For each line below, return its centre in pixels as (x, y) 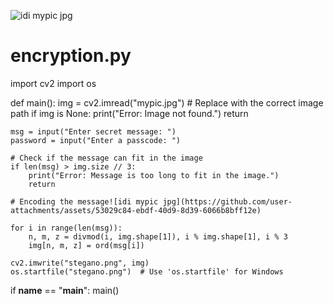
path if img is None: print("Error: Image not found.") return (129, 113)
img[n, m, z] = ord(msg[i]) (86, 245)
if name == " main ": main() (65, 290)
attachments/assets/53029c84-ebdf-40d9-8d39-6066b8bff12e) (136, 210)
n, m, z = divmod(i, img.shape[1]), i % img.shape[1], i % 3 (158, 236)
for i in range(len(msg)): (66, 228)
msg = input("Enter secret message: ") (93, 131)
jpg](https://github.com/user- (227, 201)
